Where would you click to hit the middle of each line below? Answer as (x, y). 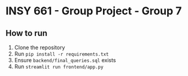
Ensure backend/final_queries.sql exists (65, 60)
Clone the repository (40, 47)
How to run (27, 33)
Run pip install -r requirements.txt (61, 54)
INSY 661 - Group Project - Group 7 (94, 11)
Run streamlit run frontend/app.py (59, 66)
